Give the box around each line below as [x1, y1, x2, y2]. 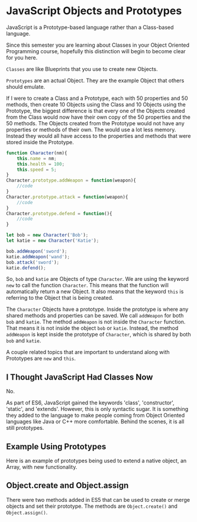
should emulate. [6, 83, 46, 90]
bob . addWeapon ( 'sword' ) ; [6, 248, 67, 254]
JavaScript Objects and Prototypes [6, 4, 182, 18]
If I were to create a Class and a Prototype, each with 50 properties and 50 [6, 95, 188, 102]
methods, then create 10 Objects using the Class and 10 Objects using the [6, 100, 186, 108]
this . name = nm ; [17, 155, 57, 161]
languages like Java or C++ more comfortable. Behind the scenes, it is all [6, 418, 185, 425]
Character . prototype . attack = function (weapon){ [6, 194, 128, 200]
